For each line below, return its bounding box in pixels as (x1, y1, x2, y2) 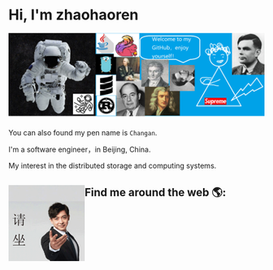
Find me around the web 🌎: (84, 185, 227, 199)
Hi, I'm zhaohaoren (8, 6, 139, 24)
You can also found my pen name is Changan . (8, 128, 158, 138)
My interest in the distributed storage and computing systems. (8, 161, 217, 171)
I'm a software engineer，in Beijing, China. (8, 144, 151, 155)
